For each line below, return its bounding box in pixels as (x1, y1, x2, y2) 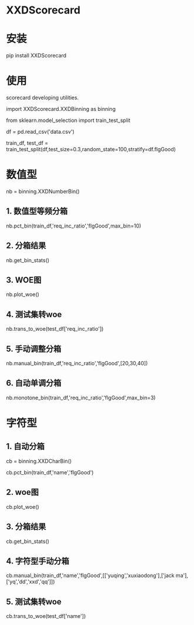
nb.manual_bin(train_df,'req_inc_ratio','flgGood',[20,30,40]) (6, 360, 148, 367)
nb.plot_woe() (6, 291, 40, 298)
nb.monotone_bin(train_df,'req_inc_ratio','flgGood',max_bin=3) (6, 394, 156, 401)
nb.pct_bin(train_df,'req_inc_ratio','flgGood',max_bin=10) (6, 222, 142, 229)
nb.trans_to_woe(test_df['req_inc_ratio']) (6, 325, 104, 332)
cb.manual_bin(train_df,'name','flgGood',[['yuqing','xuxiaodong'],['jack (6, 572, 175, 579)
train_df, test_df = (6, 140, 49, 147)
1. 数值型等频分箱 (6, 206, 68, 216)
